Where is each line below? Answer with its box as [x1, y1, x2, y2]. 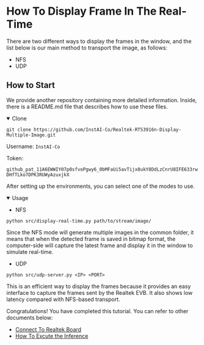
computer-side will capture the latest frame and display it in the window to [6, 242, 194, 249]
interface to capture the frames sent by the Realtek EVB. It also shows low [6, 289, 193, 296]
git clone [6, 127, 32, 133]
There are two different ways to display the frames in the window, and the [6, 37, 192, 45]
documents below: [6, 314, 53, 321]
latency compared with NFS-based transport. [6, 295, 120, 303]
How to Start [6, 80, 55, 91]
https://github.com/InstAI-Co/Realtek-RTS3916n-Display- [33, 127, 182, 133]
